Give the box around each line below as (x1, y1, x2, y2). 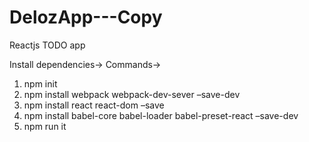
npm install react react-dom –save (23, 99, 165, 111)
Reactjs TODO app (9, 39, 86, 51)
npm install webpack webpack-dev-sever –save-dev (23, 88, 241, 100)
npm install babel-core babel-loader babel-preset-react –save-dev (23, 109, 299, 121)
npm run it (23, 120, 67, 132)
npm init (23, 77, 58, 90)
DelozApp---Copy (9, 6, 163, 29)
